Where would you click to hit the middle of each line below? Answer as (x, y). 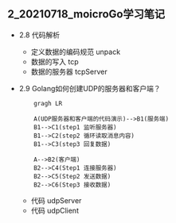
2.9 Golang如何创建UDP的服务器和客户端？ (90, 88)
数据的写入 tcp (55, 61)
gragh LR (48, 103)
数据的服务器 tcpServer (69, 71)
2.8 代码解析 (39, 35)
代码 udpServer (56, 200)
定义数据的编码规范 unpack (76, 52)
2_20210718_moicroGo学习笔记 (86, 14)
